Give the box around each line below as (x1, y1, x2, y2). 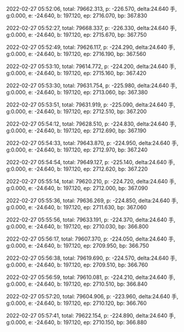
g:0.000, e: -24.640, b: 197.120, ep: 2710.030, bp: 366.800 (6, 223, 149, 230)
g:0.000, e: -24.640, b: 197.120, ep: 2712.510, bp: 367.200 (6, 108, 147, 115)
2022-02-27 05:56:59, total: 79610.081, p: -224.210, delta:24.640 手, (6, 274, 176, 281)
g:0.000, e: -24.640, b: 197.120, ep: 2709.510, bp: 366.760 (6, 261, 149, 268)
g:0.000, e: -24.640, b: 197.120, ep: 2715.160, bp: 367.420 (6, 70, 147, 76)
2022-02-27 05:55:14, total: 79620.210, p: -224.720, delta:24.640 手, (6, 178, 176, 185)
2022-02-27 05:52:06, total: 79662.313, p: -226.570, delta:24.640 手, (6, 5, 177, 12)
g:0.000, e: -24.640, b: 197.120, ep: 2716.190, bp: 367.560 (6, 51, 147, 57)
